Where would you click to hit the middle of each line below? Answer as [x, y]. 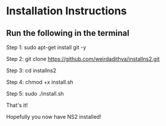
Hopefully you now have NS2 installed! [54, 117]
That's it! [17, 105]
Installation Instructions [67, 11]
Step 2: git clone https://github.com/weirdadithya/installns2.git [83, 59]
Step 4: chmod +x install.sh [40, 82]
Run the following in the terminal [68, 33]
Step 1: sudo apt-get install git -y [46, 47]
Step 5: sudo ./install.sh [35, 93]
